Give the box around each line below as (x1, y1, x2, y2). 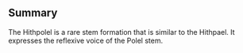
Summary (8, 6, 58, 20)
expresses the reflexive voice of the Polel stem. (8, 36, 164, 45)
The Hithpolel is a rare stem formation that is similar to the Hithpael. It (8, 27, 236, 36)
